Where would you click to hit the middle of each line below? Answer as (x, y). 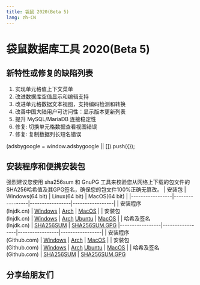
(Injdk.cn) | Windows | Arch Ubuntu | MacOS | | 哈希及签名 (78, 219)
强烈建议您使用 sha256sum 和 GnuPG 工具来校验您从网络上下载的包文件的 (98, 182)
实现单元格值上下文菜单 (44, 89)
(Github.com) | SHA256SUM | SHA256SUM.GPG (66, 254)
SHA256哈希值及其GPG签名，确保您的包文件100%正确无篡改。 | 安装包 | (96, 190)
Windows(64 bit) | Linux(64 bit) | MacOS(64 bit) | (67, 196)
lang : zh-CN (21, 17)
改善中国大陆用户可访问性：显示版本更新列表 (70, 111)
